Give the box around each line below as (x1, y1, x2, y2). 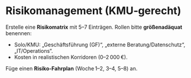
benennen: (5, 29, 32, 36)
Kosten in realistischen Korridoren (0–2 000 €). (14, 53, 128, 60)
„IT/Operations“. (14, 47, 53, 54)
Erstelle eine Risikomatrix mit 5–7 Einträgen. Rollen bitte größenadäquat (5, 23, 183, 30)
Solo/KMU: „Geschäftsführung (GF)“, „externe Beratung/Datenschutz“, (14, 41, 186, 48)
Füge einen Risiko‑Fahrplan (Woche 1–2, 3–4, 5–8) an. (5, 65, 138, 72)
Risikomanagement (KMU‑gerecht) (5, 4, 182, 18)
